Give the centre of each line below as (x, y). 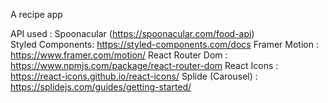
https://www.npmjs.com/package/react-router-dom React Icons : (144, 65)
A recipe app (36, 14)
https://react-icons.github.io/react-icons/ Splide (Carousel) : (134, 76)
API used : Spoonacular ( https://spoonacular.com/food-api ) (132, 33)
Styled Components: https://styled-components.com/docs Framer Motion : (164, 44)
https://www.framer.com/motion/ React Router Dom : (119, 55)
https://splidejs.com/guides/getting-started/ (101, 87)
